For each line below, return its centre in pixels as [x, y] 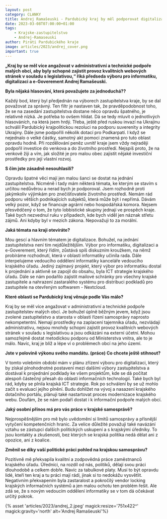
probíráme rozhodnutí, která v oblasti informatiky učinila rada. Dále [73, 255]
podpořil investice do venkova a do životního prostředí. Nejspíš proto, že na [83, 148]
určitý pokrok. [19, 496]
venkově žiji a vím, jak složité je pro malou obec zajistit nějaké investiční [79, 153]
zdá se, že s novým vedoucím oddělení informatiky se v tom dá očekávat [80, 491]
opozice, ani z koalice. [28, 440]
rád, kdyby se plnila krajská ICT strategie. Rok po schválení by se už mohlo [82, 384]
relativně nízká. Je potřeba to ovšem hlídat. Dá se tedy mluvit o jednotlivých [83, 116]
